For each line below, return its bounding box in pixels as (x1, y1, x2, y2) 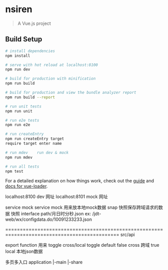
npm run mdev (5, 155, 33, 160)
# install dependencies (5, 48, 55, 54)
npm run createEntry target (5, 136, 65, 141)
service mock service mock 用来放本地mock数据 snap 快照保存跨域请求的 (5, 204, 159, 211)
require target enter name (5, 141, 62, 146)
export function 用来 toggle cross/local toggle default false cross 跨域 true (5, 242, 160, 248)
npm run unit (5, 108, 33, 113)
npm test (5, 169, 24, 174)
